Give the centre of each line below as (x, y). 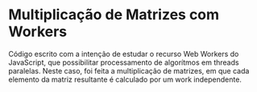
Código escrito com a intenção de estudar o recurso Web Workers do (124, 54)
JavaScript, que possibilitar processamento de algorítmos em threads (124, 62)
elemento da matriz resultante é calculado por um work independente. (125, 79)
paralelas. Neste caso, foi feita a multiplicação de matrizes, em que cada (129, 70)
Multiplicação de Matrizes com (114, 15)
